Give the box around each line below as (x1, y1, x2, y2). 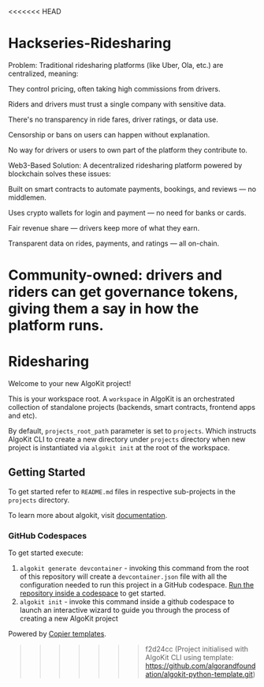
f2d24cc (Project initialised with (145, 644, 249, 654)
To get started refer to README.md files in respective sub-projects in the (8, 486, 236, 496)
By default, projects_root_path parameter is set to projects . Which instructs (8, 426, 257, 436)
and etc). (8, 411, 38, 421)
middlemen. (8, 193, 47, 202)
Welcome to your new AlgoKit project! (8, 379, 132, 389)
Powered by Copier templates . (8, 629, 106, 639)
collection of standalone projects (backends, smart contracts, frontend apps (8, 403, 256, 412)
